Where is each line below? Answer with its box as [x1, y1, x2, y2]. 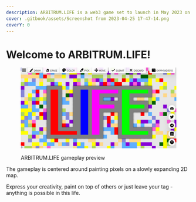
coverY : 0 [6, 22, 31, 28]
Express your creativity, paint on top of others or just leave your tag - [6, 183, 173, 190]
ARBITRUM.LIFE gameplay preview [21, 154, 106, 161]
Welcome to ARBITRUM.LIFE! [6, 48, 151, 61]
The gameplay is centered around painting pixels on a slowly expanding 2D [6, 165, 188, 173]
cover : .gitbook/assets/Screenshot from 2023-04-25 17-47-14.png [6, 15, 169, 22]
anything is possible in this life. [6, 189, 80, 196]
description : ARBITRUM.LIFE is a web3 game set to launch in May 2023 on [6, 9, 191, 15]
